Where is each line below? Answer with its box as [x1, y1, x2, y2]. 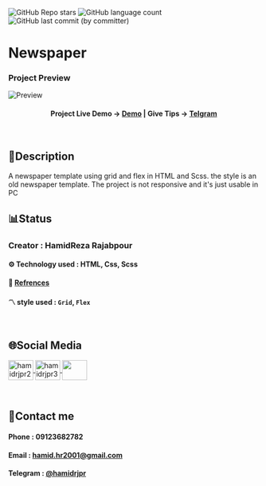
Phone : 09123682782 [8, 432, 84, 441]
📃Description [8, 150, 75, 164]
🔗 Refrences [8, 278, 50, 287]
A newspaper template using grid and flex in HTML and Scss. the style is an [8, 171, 257, 180]
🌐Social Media [8, 338, 82, 352]
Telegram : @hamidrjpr [8, 468, 86, 478]
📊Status [8, 211, 53, 225]
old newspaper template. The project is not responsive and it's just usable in [8, 180, 259, 189]
